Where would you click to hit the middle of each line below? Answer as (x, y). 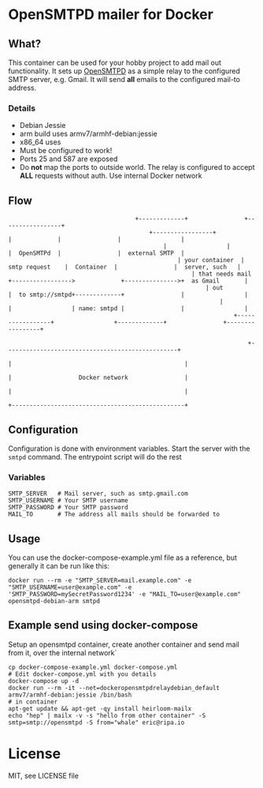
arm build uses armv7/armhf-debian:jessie (88, 134)
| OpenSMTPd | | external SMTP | (96, 253)
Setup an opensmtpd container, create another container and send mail (124, 644)
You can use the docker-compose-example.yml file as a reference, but (123, 557)
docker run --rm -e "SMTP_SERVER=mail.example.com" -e (100, 581)
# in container (33, 702)
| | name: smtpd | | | (128, 309)
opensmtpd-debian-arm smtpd (54, 602)
